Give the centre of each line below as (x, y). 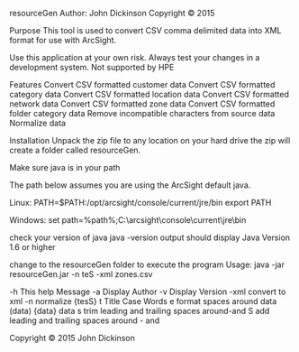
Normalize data (37, 123)
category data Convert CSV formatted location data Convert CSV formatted (149, 94)
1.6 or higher (32, 247)
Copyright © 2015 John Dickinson (72, 338)
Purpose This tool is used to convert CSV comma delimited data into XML (145, 30)
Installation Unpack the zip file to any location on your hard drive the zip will (150, 140)
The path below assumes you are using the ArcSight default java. (130, 185)
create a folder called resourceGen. (75, 150)
